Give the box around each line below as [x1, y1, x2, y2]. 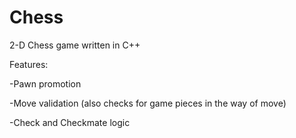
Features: [9, 58, 49, 70]
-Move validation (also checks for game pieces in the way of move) [9, 97, 287, 109]
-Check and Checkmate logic [9, 116, 131, 128]
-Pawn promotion [9, 77, 82, 90]
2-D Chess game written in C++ [9, 39, 141, 51]
